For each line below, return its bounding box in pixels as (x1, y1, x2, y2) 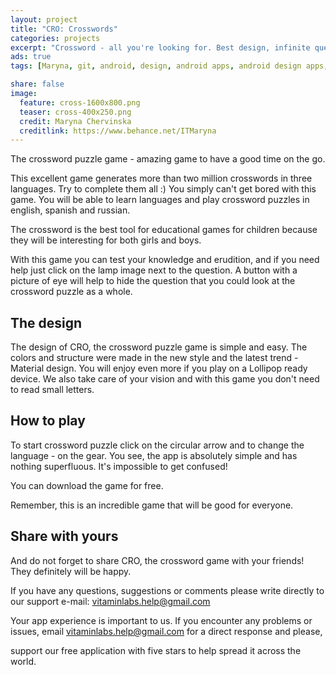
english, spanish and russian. (10, 204, 131, 216)
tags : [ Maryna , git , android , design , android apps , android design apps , (10, 61, 329, 71)
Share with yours (10, 528, 119, 545)
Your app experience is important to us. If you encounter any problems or (10, 614, 313, 626)
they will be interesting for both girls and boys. (10, 234, 202, 246)
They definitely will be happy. (10, 565, 132, 577)
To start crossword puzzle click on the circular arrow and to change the (10, 439, 305, 451)
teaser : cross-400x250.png (19, 107, 132, 117)
